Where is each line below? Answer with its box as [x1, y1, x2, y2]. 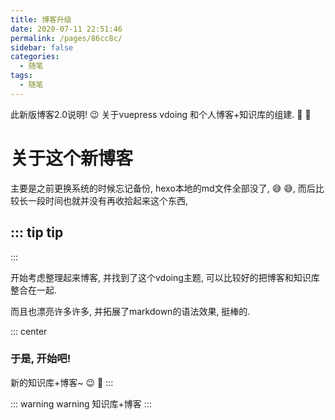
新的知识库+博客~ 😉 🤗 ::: [10, 376, 114, 388]
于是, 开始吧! [10, 352, 72, 366]
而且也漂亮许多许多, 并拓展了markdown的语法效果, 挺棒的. [10, 305, 251, 317]
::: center [10, 325, 48, 337]
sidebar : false [10, 42, 74, 53]
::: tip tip [10, 224, 64, 241]
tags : [10, 71, 33, 81]
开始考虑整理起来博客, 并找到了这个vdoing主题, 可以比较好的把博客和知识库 [10, 271, 320, 283]
